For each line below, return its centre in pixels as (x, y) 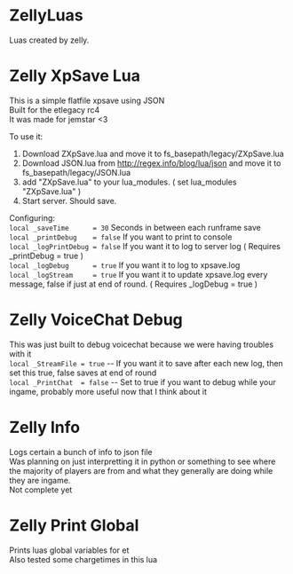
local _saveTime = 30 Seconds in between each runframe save (135, 227)
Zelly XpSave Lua (75, 76)
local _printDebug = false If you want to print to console (121, 237)
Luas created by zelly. (49, 40)
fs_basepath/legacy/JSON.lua (76, 172)
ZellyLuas (46, 16)
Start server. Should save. (69, 201)
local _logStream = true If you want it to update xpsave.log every (139, 274)
